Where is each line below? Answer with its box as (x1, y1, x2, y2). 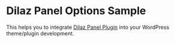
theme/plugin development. (6, 29, 74, 37)
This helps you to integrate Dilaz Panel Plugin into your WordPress (6, 24, 170, 31)
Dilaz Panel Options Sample (6, 4, 146, 18)
